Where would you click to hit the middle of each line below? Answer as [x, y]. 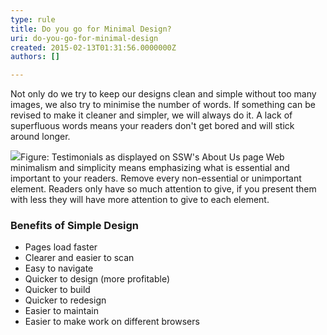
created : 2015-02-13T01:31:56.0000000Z [93, 47]
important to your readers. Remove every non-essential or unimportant [156, 178]
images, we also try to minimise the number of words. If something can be [163, 105]
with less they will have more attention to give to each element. [140, 200]
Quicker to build [57, 290]
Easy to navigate [59, 268]
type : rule [33, 19]
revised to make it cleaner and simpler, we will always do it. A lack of [151, 115]
